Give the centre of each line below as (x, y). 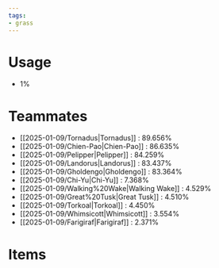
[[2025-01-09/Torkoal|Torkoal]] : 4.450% (87, 205)
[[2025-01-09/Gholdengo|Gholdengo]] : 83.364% (101, 172)
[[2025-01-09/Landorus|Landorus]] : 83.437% (96, 163)
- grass (21, 23)
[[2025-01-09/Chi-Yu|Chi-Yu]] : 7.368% (84, 180)
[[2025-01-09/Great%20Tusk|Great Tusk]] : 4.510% (104, 197)
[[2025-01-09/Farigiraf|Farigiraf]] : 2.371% (89, 222)
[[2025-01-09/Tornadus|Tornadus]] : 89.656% (96, 138)
